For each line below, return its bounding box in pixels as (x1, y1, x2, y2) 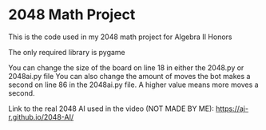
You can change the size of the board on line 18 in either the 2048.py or (8, 62, 244, 73)
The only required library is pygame (8, 47, 125, 57)
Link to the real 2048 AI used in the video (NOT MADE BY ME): (8, 104, 214, 113)
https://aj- (215, 104, 249, 113)
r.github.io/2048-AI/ (8, 112, 74, 121)
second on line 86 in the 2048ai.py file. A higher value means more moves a (8, 80, 259, 89)
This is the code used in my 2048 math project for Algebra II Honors (8, 32, 232, 41)
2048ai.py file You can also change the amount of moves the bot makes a (8, 71, 251, 81)
